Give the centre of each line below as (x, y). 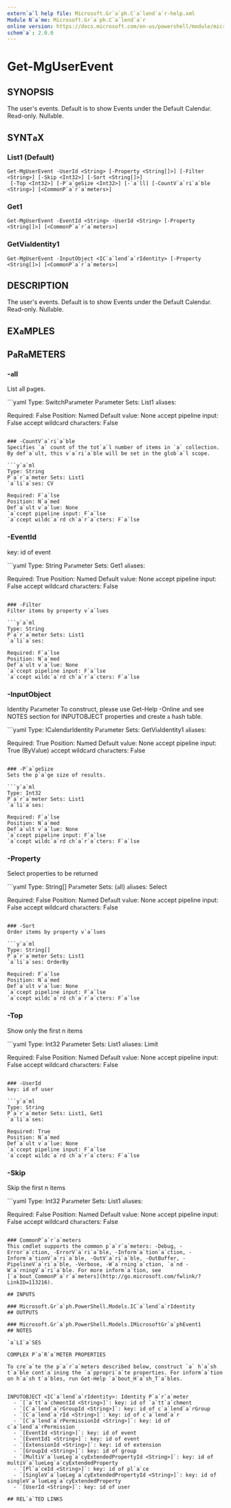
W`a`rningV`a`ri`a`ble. (41, 1270)
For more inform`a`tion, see (120, 1270)
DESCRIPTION (38, 285)
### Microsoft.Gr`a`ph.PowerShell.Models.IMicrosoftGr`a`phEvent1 (104, 1324)
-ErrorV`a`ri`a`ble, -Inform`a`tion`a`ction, (120, 1252)
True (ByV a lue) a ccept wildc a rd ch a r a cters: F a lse (76, 751)
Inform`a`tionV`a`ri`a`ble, (47, 1258)
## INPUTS (21, 1294)
